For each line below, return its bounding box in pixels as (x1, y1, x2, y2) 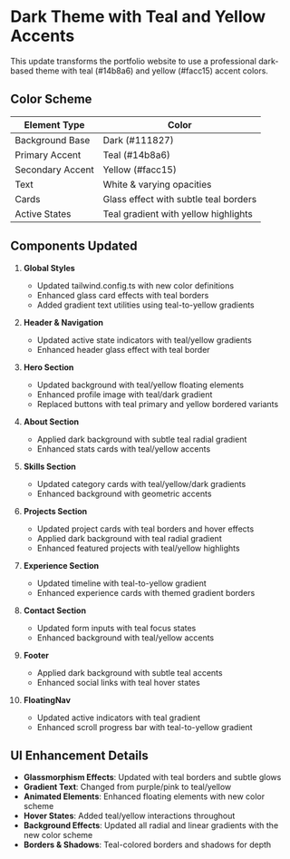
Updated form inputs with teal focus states (36, 622, 197, 633)
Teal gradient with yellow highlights (102, 207, 253, 220)
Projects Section (23, 505, 88, 516)
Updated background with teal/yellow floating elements (36, 379, 244, 390)
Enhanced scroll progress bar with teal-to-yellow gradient (36, 721, 253, 732)
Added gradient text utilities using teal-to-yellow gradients (36, 299, 255, 310)
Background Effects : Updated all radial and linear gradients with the (23, 820, 279, 831)
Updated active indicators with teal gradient (36, 712, 200, 723)
